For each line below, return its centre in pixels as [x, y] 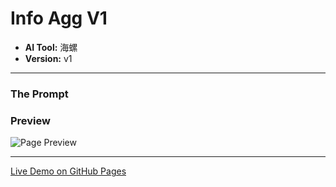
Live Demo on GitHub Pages [68, 171]
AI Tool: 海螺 [51, 47]
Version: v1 [48, 58]
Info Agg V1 [59, 18]
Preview [30, 120]
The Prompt [39, 94]
